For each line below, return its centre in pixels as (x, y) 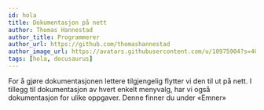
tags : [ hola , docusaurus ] (50, 59)
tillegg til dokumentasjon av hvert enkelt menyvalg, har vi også (109, 89)
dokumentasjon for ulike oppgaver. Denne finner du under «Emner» (117, 98)
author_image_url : (38, 51)
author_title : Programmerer (54, 37)
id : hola (22, 15)
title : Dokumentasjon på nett (58, 23)
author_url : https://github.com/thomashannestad (89, 44)
